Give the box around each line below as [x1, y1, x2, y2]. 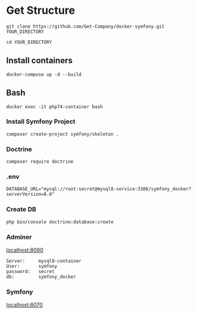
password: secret [6, 268, 55, 275]
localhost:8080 [6, 247, 44, 254]
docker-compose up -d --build [6, 71, 82, 77]
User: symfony [6, 264, 58, 270]
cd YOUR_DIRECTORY [6, 39, 52, 45]
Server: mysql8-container [6, 258, 82, 264]
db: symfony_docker [6, 274, 77, 280]
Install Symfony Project [6, 118, 76, 126]
